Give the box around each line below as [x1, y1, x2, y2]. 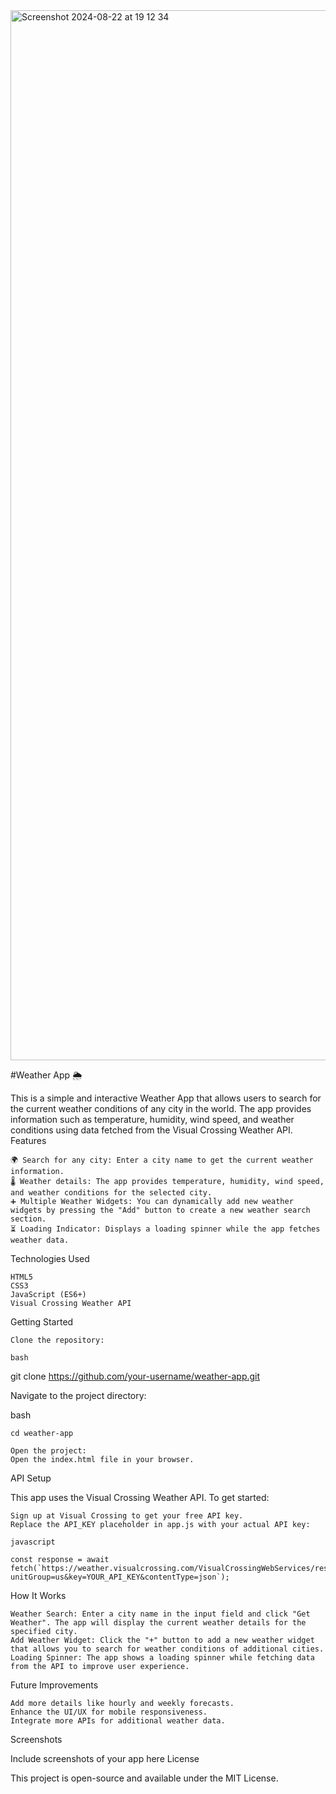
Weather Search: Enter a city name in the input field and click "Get [10, 1609, 311, 1619]
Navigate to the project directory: [10, 1390, 147, 1401]
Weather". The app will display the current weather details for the [10, 1618, 307, 1628]
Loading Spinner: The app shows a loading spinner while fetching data [10, 1653, 315, 1663]
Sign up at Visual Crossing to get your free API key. [10, 1511, 244, 1521]
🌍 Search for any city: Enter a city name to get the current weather [10, 1155, 314, 1165]
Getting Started [10, 1316, 74, 1328]
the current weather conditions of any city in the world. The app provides [10, 1103, 312, 1114]
